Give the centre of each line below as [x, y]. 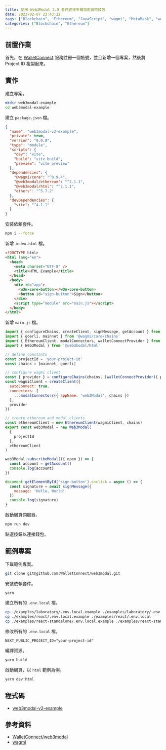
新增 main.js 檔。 [23, 322]
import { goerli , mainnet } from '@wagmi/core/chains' [63, 337]
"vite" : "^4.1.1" [32, 205]
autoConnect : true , [30, 386]
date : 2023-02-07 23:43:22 [33, 14]
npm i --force [20, 233]
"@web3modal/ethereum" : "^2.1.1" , [49, 182]
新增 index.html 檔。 [26, 243]
